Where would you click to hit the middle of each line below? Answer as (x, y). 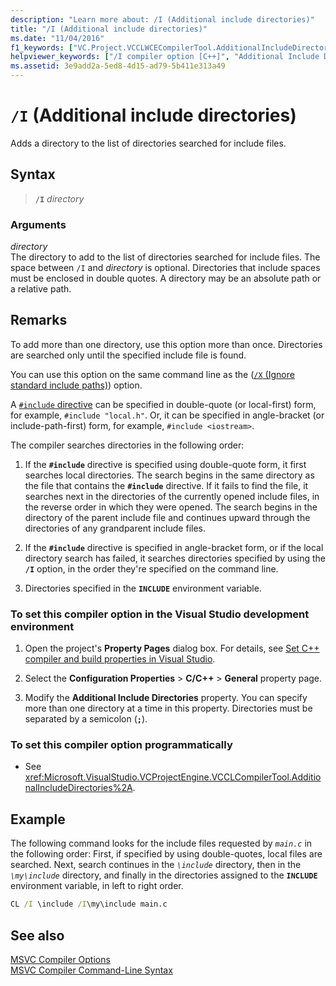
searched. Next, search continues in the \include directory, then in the (156, 865)
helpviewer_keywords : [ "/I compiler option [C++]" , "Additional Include (165, 57)
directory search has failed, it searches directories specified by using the (175, 558)
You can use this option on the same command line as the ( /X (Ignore (152, 374)
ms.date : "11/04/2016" (57, 38)
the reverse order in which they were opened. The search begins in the (171, 507)
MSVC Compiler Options (60, 959)
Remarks (39, 320)
